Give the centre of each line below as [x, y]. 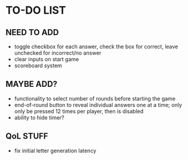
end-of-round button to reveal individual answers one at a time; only [98, 105]
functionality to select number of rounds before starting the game [95, 98]
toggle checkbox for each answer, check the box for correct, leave [96, 46]
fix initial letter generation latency [55, 150]
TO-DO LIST [36, 10]
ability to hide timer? [39, 117]
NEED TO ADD [32, 32]
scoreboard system [38, 65]
